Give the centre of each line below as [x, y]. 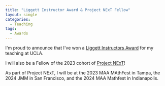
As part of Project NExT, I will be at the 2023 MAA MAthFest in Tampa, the [83, 73]
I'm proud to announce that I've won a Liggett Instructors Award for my [79, 48]
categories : [18, 19]
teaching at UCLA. [24, 53]
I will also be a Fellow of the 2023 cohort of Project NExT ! [65, 63]
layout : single [21, 15]
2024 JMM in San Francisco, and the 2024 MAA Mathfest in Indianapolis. [82, 78]
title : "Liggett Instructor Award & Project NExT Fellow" [68, 10]
